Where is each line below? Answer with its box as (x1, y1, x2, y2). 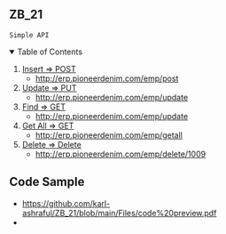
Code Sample (9, 174, 85, 190)
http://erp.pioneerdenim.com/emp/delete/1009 (35, 149, 207, 159)
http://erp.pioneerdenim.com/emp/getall (35, 129, 183, 141)
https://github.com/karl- (21, 198, 111, 208)
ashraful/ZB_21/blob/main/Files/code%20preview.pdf (21, 207, 217, 218)
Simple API (9, 30, 50, 39)
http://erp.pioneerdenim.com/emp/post (35, 73, 179, 84)
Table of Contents (17, 46, 82, 57)
